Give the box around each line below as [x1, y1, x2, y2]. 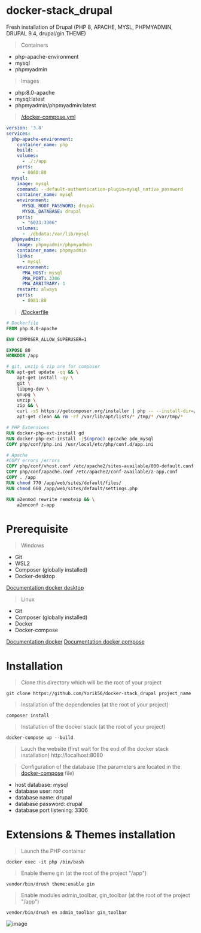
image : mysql [17, 180, 50, 186]
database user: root [14, 787, 64, 795]
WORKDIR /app [6, 353, 39, 359]
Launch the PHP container [20, 847, 86, 855]
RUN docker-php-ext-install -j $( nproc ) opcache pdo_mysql [6, 436, 154, 442]
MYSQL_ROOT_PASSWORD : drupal [22, 203, 95, 209]
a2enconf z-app [17, 502, 55, 508]
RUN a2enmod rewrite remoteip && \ [6, 496, 95, 502]
